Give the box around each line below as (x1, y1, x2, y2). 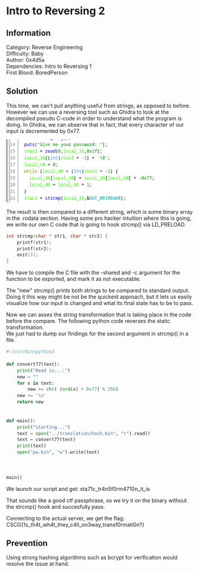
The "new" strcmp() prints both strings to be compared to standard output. (6, 287, 190, 294)
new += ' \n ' (17, 393, 46, 399)
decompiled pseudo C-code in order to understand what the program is (6, 114, 182, 122)
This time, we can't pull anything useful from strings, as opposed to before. (6, 102, 191, 109)
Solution (6, 86, 38, 97)
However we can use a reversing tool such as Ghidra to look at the (6, 108, 169, 116)
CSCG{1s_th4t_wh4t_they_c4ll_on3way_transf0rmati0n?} (6, 521, 145, 528)
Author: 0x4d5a (6, 57, 45, 63)
